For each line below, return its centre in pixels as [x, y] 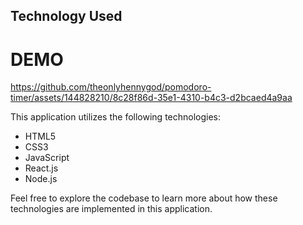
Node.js [41, 179]
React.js [41, 168]
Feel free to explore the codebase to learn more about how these [144, 198]
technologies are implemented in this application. [111, 209]
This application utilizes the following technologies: [116, 117]
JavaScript [47, 158]
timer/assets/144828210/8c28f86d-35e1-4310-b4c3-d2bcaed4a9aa [151, 98]
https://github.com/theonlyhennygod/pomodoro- [111, 87]
